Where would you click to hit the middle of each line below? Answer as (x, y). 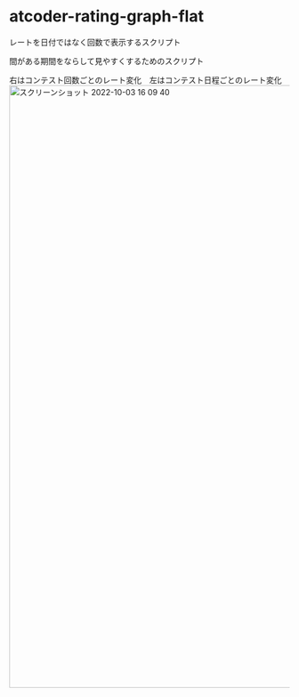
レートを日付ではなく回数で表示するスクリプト (95, 42)
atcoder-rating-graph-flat (107, 16)
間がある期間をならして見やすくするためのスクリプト (107, 61)
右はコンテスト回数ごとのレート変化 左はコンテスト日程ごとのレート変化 (145, 80)
